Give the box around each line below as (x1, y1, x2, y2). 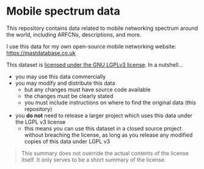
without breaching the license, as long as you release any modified (24, 131, 193, 138)
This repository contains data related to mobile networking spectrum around (6, 24, 199, 32)
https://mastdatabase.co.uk (6, 49, 76, 56)
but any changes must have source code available (24, 85, 151, 93)
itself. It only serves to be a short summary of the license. (21, 156, 166, 163)
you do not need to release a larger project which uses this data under (15, 112, 192, 119)
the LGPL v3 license (15, 118, 66, 126)
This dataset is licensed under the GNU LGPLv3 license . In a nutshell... (6, 61, 183, 68)
